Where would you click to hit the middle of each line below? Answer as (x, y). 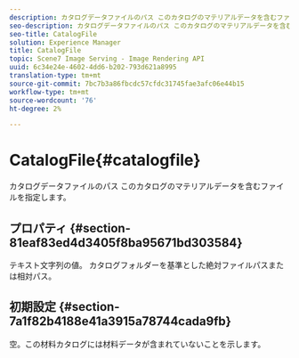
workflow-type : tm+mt (49, 92)
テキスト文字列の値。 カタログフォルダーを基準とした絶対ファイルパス (139, 265)
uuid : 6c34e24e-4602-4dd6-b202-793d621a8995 (93, 68)
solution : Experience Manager (65, 42)
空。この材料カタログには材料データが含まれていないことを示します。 (137, 344)
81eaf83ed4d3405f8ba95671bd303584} (126, 243)
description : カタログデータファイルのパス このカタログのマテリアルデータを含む (143, 17)
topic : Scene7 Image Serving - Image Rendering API (107, 59)
